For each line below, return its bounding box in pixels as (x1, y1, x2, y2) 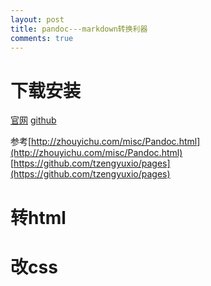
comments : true (10, 33, 74, 43)
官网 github (10, 114, 57, 126)
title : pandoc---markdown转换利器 (10, 24, 148, 34)
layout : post (10, 14, 65, 25)
